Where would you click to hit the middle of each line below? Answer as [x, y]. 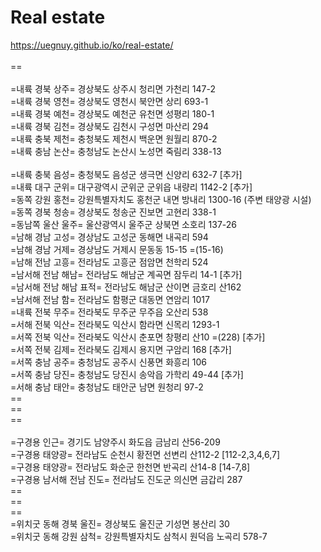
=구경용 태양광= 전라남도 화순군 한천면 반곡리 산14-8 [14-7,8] [130, 467]
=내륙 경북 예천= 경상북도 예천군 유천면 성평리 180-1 [112, 113]
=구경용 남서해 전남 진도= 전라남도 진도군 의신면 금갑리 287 [126, 479]
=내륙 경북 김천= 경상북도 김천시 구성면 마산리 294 [110, 126]
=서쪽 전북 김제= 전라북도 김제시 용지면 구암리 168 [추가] [121, 349]
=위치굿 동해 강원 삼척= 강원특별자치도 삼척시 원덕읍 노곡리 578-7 [139, 536]
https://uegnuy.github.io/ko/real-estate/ [92, 45]
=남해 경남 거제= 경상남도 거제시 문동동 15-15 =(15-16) [117, 249]
